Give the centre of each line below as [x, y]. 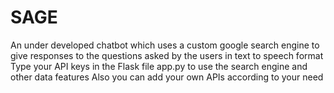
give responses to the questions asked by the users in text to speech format [167, 55]
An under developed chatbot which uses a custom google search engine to [165, 45]
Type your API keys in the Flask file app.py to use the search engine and [159, 66]
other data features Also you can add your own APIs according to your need [167, 77]
